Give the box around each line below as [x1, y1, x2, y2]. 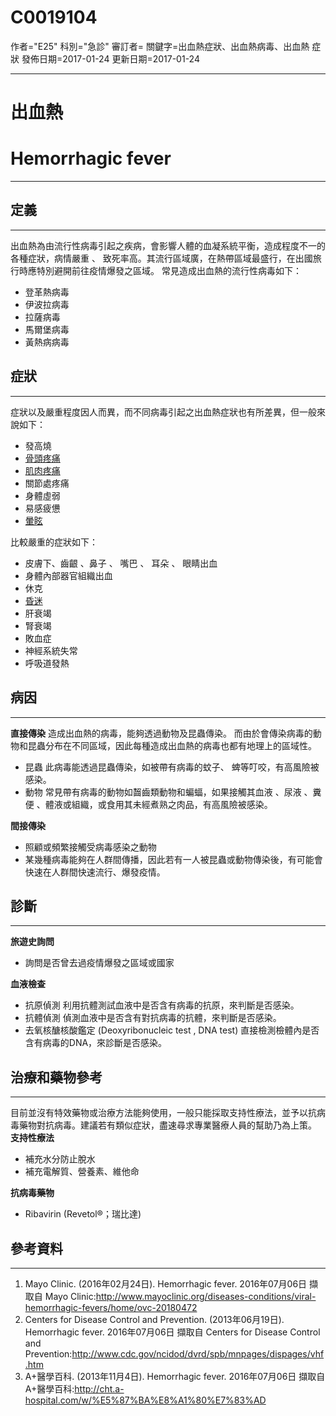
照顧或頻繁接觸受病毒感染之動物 [24, 841, 157, 853]
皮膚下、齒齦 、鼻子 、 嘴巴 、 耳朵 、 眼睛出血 [24, 557, 218, 569]
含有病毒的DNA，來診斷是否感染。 [24, 1037, 168, 1049]
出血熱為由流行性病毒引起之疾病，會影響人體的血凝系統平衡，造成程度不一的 [10, 239, 326, 251]
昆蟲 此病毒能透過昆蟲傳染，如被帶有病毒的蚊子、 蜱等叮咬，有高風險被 [24, 761, 320, 773]
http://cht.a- [74, 1382, 125, 1395]
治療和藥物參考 [10, 1069, 103, 1086]
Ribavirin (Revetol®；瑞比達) [24, 1208, 142, 1220]
